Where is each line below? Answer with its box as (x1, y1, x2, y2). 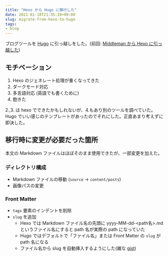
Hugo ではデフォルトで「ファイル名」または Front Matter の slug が (20, 233, 161, 239)
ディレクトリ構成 (5, 164, 46, 171)
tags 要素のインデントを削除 (12, 208, 72, 214)
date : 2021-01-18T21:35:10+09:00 (5, 12, 76, 17)
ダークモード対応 (12, 84, 48, 90)
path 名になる (20, 239, 49, 245)
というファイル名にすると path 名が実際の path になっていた (20, 226, 145, 232)
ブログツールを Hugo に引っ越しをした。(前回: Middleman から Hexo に (5, 41, 154, 47)
